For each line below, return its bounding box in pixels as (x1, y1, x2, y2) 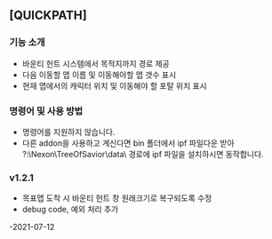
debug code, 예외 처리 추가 (21, 204, 119, 215)
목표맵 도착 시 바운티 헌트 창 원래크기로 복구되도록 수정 (21, 193, 212, 203)
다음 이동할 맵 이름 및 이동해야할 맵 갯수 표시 (21, 69, 177, 80)
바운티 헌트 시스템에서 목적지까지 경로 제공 (21, 58, 171, 68)
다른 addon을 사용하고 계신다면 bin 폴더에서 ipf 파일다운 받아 (21, 138, 235, 148)
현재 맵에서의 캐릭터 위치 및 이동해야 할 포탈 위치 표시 (21, 80, 207, 91)
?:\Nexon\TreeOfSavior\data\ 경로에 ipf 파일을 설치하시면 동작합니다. (21, 148, 264, 159)
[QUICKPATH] (9, 8, 87, 23)
